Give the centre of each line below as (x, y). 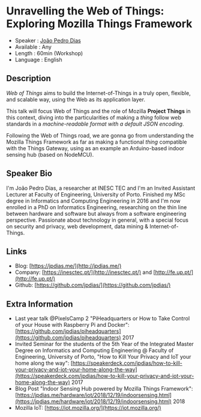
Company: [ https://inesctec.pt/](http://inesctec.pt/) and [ (85, 272)
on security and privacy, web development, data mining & (77, 226)
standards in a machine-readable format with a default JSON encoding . (95, 124)
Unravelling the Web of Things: (85, 11)
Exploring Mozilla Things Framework (99, 24)
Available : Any (33, 47)
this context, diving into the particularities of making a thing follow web (94, 117)
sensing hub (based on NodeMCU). (50, 154)
